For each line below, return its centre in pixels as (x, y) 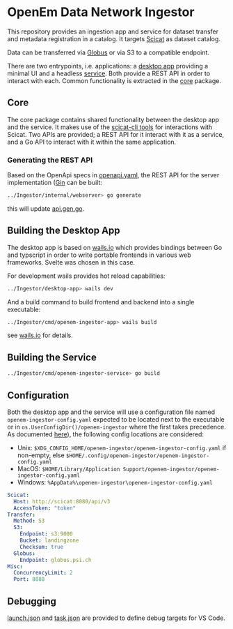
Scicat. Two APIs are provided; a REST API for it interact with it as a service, (116, 134)
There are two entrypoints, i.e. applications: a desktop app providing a (108, 66)
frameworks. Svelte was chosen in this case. (71, 262)
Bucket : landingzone (49, 541)
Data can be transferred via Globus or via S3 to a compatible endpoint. (109, 52)
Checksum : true (42, 547)
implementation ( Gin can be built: (55, 183)
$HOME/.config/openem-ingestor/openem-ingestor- (138, 456)
